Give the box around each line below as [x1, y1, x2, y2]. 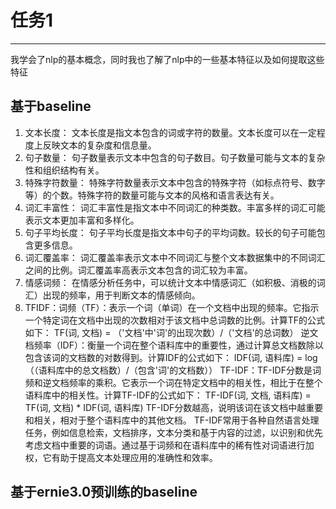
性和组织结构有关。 [24, 164, 105, 176]
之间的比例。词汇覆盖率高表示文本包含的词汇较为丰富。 [24, 264, 253, 276]
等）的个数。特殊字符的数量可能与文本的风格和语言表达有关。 [24, 189, 280, 201]
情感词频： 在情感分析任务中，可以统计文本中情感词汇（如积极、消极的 [24, 276, 317, 288]
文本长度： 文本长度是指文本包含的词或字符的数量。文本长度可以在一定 [24, 126, 317, 138]
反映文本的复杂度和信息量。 [42, 139, 157, 151]
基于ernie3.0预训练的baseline [10, 484, 198, 501]
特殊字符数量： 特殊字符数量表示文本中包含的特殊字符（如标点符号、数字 [24, 176, 326, 188]
